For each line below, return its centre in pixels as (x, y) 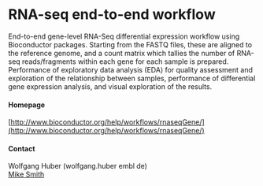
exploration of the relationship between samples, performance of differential (132, 78)
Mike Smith (26, 174)
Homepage (27, 105)
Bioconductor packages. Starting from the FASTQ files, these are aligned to (130, 44)
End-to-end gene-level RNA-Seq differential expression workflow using (124, 36)
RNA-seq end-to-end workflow (112, 15)
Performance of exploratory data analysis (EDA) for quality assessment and (131, 69)
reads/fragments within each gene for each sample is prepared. (126, 61)
